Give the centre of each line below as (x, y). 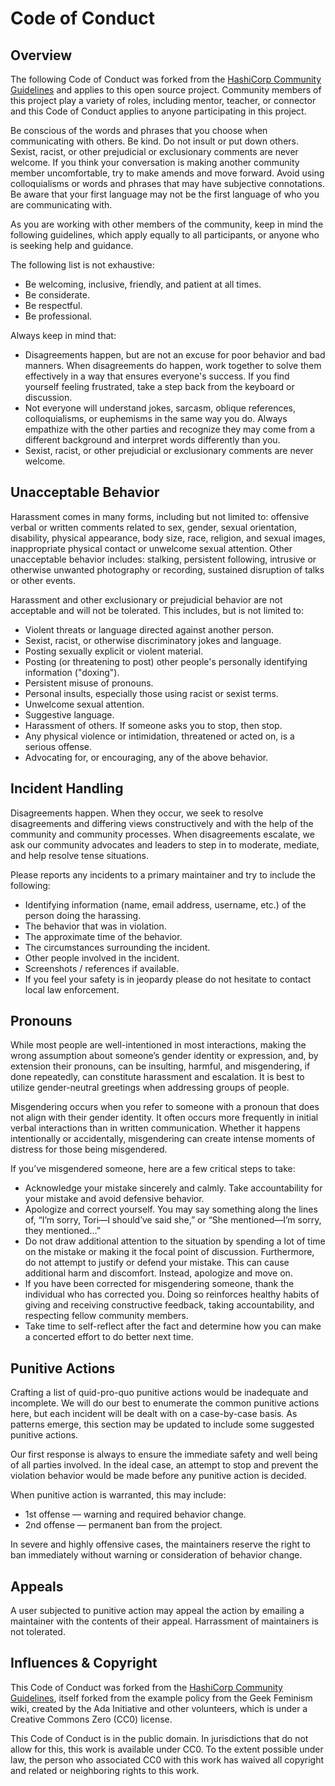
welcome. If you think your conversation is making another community (155, 162)
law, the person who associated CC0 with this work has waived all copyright (167, 1759)
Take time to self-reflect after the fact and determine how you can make (173, 1326)
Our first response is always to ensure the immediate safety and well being (164, 1454)
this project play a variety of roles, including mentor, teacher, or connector (163, 100)
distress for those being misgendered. (89, 1149)
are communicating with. (61, 205)
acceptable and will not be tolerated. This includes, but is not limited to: (157, 610)
